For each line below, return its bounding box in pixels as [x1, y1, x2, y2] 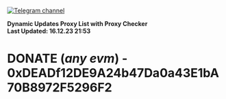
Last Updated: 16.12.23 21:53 [7, 27, 91, 35]
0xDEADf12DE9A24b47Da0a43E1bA [7, 66, 219, 81]
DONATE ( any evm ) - [7, 51, 128, 66]
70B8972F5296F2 [7, 80, 112, 96]
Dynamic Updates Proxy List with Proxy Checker [7, 20, 148, 27]
